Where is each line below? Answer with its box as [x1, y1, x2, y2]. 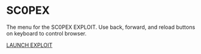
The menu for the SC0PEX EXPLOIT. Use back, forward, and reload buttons [6, 23, 196, 31]
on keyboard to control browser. [6, 29, 87, 37]
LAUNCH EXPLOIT [6, 41, 53, 49]
